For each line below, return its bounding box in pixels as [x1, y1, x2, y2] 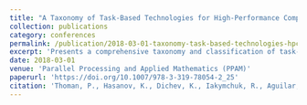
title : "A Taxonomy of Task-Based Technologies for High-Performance [9, 13, 281, 23]
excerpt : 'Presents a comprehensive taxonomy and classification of [9, 47, 276, 57]
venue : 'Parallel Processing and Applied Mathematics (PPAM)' [9, 65, 251, 74]
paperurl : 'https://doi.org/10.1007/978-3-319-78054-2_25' [9, 73, 239, 82]
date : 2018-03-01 [9, 56, 76, 65]
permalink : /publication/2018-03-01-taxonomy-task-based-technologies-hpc [9, 38, 301, 48]
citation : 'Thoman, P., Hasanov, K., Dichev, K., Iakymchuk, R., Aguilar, [9, 81, 301, 90]
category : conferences [9, 30, 96, 39]
